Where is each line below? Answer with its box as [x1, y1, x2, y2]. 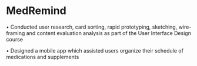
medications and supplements [6, 53, 79, 60]
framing [6, 29, 25, 36]
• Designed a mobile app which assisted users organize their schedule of [6, 47, 184, 54]
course [6, 36, 24, 43]
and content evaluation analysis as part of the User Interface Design [26, 29, 191, 36]
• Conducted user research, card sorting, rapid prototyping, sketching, [6, 23, 178, 30]
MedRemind [6, 4, 66, 18]
